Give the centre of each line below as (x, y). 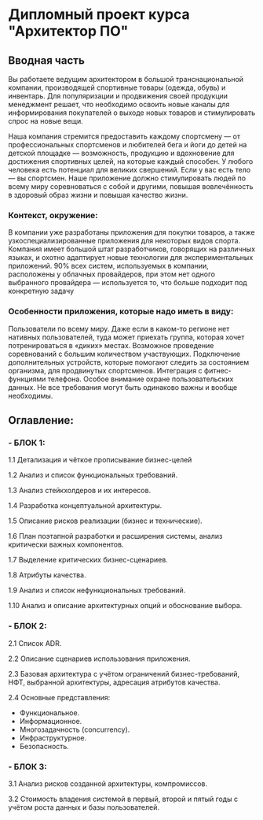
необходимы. (31, 395)
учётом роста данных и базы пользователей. (84, 807)
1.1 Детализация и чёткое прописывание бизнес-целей (100, 460)
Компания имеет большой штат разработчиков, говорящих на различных (132, 249)
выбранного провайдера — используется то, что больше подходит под (128, 283)
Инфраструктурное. (53, 737)
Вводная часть (46, 60)
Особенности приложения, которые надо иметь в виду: (121, 311)
